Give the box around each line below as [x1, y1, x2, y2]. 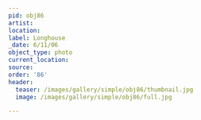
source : [8, 64, 34, 72]
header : [8, 78, 34, 86]
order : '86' [8, 71, 48, 79]
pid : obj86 [8, 11, 44, 20]
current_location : [8, 56, 69, 64]
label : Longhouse [8, 33, 66, 42]
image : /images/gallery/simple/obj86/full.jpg [15, 93, 172, 101]
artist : [8, 19, 34, 27]
